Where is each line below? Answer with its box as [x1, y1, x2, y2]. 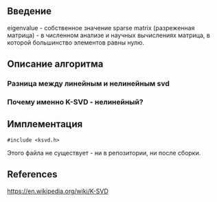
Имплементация [7, 118, 83, 130]
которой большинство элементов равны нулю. [7, 38, 145, 47]
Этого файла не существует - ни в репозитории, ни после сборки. [7, 148, 201, 157]
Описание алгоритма [7, 58, 104, 70]
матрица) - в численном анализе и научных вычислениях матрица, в [7, 31, 211, 39]
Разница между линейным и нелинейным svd [7, 79, 170, 89]
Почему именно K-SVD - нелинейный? [7, 98, 144, 107]
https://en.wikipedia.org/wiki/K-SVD [7, 187, 108, 195]
